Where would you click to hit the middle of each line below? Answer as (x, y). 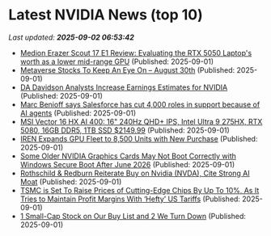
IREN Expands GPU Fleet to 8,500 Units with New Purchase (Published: (139, 138)
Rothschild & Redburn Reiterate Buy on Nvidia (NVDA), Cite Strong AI (135, 173)
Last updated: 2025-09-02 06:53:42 (72, 37)
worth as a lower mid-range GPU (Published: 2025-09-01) (117, 61)
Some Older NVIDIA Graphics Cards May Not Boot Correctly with (128, 156)
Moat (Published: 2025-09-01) (71, 181)
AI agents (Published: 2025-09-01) (78, 113)
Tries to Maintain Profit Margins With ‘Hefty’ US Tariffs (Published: (130, 199)
